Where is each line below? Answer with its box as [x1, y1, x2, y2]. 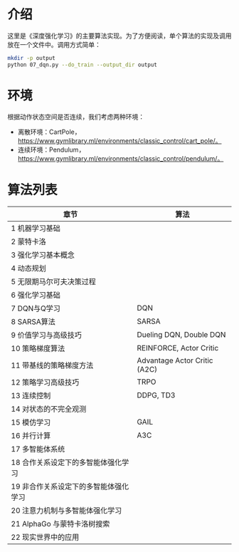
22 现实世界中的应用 [11, 532, 80, 542]
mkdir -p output [7, 54, 55, 61]
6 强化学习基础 [11, 290, 60, 300]
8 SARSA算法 [11, 316, 55, 326]
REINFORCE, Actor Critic [137, 343, 219, 353]
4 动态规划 [11, 263, 46, 273]
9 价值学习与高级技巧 [11, 330, 82, 340]
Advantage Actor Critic [137, 355, 213, 365]
